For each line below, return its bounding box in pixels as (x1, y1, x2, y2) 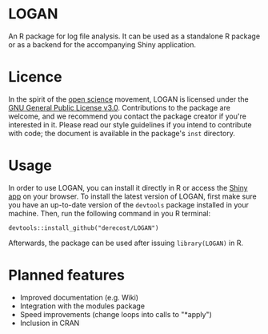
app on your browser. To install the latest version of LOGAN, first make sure (8, 191, 258, 201)
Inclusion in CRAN (19, 318, 80, 328)
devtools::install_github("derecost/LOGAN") (8, 223, 159, 232)
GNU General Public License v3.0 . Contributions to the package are (8, 103, 230, 112)
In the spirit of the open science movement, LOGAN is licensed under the (8, 94, 250, 104)
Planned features (8, 266, 126, 284)
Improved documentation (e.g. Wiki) (19, 292, 138, 302)
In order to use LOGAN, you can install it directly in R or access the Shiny (8, 183, 248, 192)
